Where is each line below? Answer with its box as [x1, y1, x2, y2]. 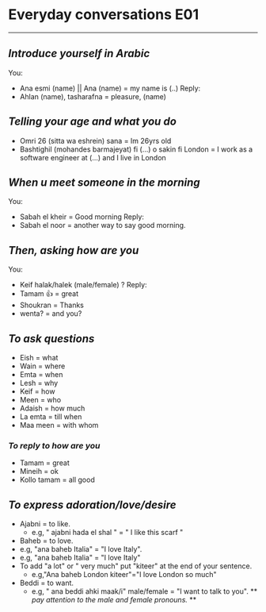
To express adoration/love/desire [8, 498, 177, 511]
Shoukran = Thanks [19, 300, 85, 310]
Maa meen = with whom [19, 421, 99, 429]
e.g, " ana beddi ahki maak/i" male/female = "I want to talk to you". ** [31, 587, 258, 596]
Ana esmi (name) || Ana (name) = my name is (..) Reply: [19, 83, 201, 93]
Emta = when [19, 370, 63, 379]
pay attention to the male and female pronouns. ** [31, 595, 197, 605]
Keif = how [19, 387, 55, 396]
